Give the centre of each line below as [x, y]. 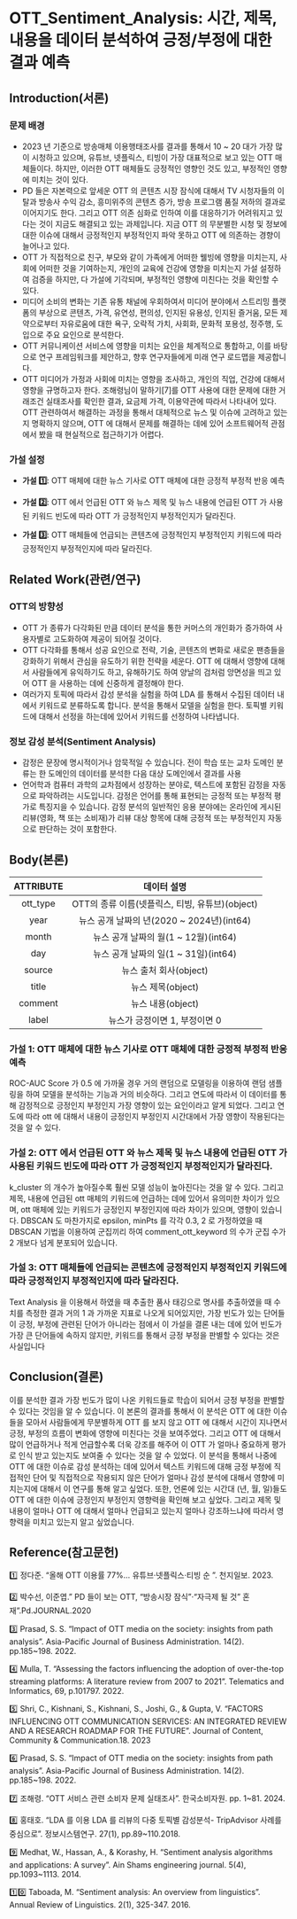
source [38, 970]
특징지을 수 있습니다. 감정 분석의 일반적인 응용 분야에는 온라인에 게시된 [160, 807]
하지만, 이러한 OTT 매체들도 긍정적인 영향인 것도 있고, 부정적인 [163, 168]
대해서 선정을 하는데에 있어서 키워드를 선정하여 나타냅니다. [139, 716]
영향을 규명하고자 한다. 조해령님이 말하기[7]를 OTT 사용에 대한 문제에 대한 [149, 390]
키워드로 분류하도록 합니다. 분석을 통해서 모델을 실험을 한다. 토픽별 [153, 705]
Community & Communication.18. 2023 [80, 1740]
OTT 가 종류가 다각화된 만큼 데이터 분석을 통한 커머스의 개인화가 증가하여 [148, 628]
